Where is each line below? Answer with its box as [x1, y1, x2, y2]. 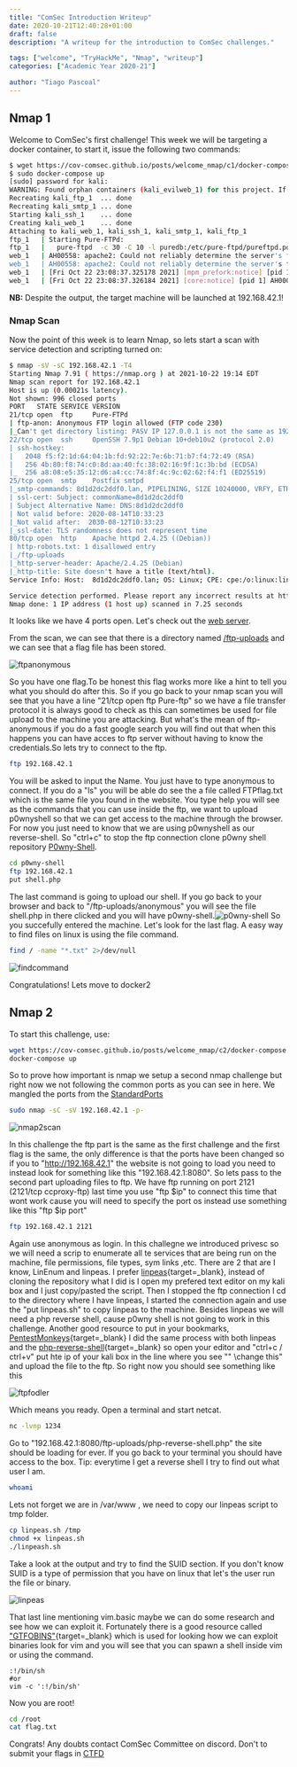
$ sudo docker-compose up [9, 169, 104, 178]
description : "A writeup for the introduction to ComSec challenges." [9, 37, 275, 47]
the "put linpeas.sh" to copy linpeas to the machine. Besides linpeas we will [9, 1304, 285, 1315]
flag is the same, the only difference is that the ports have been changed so [9, 1149, 285, 1160]
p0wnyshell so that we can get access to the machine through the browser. [9, 813, 284, 825]
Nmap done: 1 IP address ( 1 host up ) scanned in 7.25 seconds [9, 599, 243, 608]
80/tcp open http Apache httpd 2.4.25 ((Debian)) [9, 534, 212, 543]
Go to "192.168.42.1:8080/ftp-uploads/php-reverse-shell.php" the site [9, 1438, 263, 1449]
